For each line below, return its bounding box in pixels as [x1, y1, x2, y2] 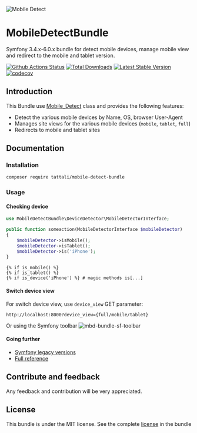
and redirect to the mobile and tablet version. [6, 52, 115, 59]
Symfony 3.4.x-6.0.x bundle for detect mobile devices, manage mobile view [6, 45, 189, 52]
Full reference [14, 355, 49, 362]
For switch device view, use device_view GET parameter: [6, 300, 143, 308]
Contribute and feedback [6, 372, 100, 382]
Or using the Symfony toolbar [6, 322, 78, 329]
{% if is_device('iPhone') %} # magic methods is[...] [6, 275, 143, 281]
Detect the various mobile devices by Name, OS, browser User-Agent [14, 114, 183, 121]
